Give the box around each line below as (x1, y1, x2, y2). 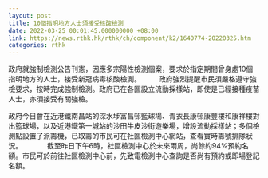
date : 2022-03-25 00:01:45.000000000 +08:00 (8, 26, 159, 34)
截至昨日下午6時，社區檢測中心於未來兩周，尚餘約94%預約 (46, 141, 242, 151)
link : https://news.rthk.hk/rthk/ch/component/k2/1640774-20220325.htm (8, 34, 251, 42)
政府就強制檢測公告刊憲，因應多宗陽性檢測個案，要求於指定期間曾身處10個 (8, 65, 254, 74)
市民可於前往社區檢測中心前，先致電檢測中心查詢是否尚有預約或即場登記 (22, 151, 260, 160)
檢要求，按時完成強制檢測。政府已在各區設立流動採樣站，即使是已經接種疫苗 (8, 85, 260, 94)
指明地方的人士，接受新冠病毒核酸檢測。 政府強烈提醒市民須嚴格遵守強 (8, 74, 257, 84)
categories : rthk (8, 42, 66, 49)
